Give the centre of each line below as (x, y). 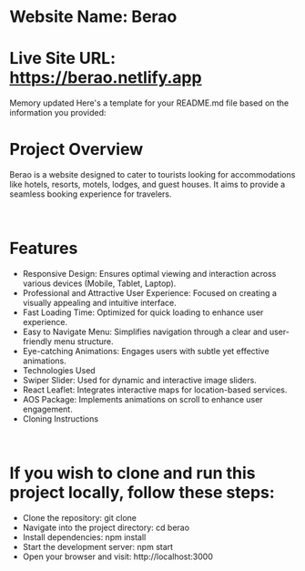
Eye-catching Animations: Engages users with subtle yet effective (146, 351)
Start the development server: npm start (98, 546)
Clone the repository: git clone (79, 517)
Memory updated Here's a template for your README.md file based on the (149, 103)
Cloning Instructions (60, 419)
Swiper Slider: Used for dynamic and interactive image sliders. (139, 380)
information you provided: (58, 113)
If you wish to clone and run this (133, 473)
